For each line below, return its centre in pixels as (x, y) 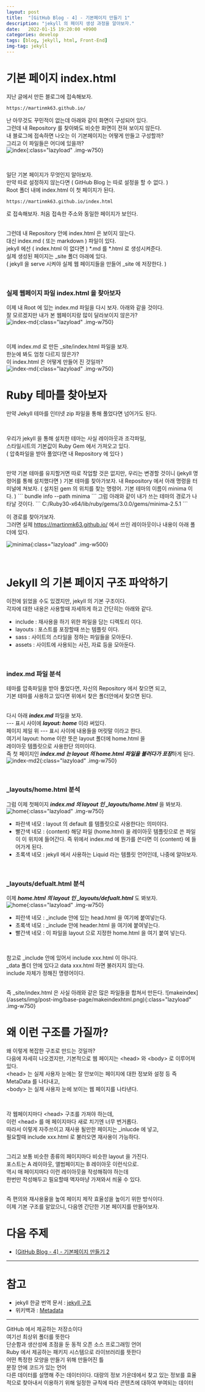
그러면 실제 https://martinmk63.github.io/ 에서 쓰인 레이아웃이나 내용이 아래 (98, 525)
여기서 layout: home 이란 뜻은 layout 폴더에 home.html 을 (76, 739)
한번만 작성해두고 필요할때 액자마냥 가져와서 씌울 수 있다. (74, 1179)
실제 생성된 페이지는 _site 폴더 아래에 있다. (57, 256)
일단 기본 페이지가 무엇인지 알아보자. (49, 175)
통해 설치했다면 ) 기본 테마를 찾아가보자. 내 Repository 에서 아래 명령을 (106, 481)
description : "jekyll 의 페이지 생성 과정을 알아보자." (70, 23)
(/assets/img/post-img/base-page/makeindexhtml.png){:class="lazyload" (99, 999)
